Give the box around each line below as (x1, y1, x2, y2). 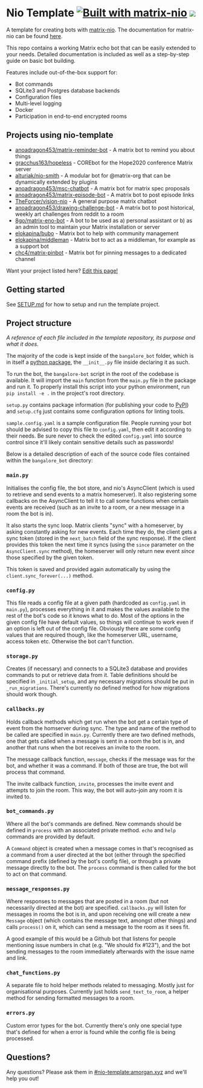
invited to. (6, 792, 31, 800)
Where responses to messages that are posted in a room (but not (6, 898, 169, 905)
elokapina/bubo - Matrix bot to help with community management (14, 230, 179, 237)
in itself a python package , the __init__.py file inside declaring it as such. (6, 358, 190, 366)
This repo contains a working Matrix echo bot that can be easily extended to (6, 44, 196, 51)
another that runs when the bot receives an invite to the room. (6, 743, 160, 751)
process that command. (6, 768, 65, 776)
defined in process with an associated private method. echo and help (6, 826, 176, 834)
